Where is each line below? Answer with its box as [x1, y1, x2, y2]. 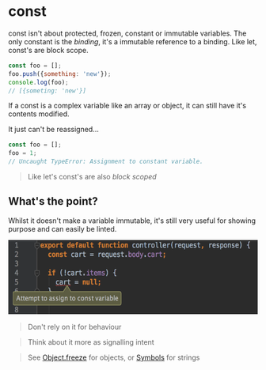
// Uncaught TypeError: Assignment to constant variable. [8, 157, 203, 166]
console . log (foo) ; [8, 78, 69, 86]
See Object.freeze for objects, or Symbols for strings [27, 353, 200, 362]
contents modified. [8, 109, 70, 119]
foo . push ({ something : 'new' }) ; [8, 70, 112, 77]
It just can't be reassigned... [8, 125, 99, 134]
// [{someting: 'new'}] [8, 86, 87, 95]
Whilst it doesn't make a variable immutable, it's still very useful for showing [8, 216, 256, 225]
